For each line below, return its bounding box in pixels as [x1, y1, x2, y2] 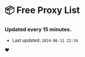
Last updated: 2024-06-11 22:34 [12, 37, 78, 43]
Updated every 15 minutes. [5, 26, 72, 33]
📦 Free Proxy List [5, 5, 80, 16]
